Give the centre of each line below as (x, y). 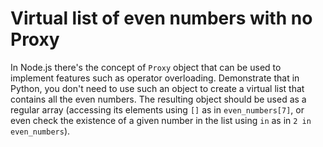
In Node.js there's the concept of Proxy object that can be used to (146, 67)
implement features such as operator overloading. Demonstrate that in (155, 78)
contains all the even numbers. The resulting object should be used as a (158, 99)
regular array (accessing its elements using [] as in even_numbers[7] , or (157, 109)
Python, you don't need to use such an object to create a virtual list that (157, 88)
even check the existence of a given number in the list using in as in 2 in (161, 120)
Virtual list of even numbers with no (161, 18)
